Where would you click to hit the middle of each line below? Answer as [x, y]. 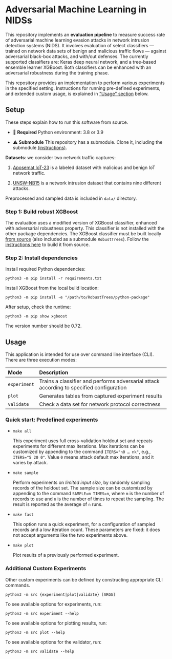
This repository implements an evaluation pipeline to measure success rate [85, 34]
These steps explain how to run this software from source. [67, 122]
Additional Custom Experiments [46, 569]
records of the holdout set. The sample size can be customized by [82, 488]
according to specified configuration [83, 388]
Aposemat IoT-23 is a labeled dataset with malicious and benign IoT [84, 167]
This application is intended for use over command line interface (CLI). [80, 354]
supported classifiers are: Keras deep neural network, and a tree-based [81, 62]
